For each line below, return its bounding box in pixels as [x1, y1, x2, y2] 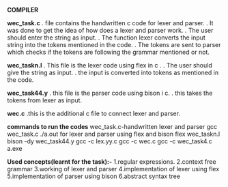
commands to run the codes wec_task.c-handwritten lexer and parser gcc [7, 123, 218, 130]
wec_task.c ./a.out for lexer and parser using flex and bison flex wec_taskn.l [7, 130, 220, 138]
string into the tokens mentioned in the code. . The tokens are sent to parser [7, 41, 221, 48]
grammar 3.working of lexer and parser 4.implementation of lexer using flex [7, 165, 220, 173]
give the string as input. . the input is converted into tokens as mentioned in [7, 68, 219, 76]
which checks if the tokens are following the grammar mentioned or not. [7, 48, 210, 56]
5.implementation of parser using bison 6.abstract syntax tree [7, 172, 181, 180]
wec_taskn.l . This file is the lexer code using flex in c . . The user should [7, 61, 213, 69]
